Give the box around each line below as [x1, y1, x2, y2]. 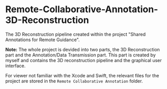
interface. [5, 63, 26, 69]
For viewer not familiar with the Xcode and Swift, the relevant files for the [5, 72, 159, 78]
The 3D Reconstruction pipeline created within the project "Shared [5, 31, 146, 37]
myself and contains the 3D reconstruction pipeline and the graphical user [5, 57, 162, 63]
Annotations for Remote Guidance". [5, 37, 80, 43]
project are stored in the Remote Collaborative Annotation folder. [5, 78, 143, 84]
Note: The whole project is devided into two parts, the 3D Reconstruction [5, 46, 160, 52]
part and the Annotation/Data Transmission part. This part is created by [5, 52, 156, 58]
